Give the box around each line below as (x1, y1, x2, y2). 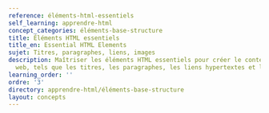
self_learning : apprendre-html (8, 19, 113, 27)
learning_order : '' (8, 71, 74, 79)
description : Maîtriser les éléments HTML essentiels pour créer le (8, 56, 242, 64)
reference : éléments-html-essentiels (8, 11, 134, 20)
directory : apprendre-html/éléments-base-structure (8, 85, 184, 94)
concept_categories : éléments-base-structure (8, 26, 163, 34)
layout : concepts (8, 93, 66, 101)
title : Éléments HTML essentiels (8, 33, 120, 42)
